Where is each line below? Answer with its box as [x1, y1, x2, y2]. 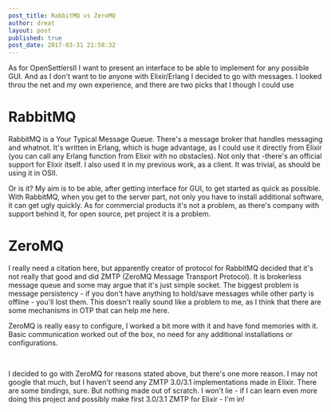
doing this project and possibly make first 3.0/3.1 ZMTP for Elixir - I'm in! [8, 394, 245, 403]
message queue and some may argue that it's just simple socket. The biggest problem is [8, 281, 299, 289]
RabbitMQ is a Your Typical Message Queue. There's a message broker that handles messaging [8, 135, 323, 144]
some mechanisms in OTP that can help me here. [8, 306, 170, 315]
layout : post [8, 26, 52, 34]
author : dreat [8, 19, 56, 27]
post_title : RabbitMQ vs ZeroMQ [8, 11, 116, 20]
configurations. [8, 338, 58, 347]
